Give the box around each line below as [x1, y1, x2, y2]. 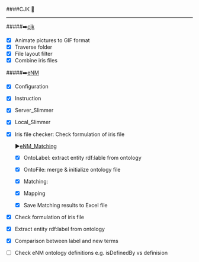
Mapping [23, 190, 46, 197]
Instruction [14, 95, 41, 102]
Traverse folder [14, 43, 53, 50]
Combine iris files [14, 57, 58, 64]
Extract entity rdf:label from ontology [14, 225, 105, 232]
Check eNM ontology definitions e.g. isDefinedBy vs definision [14, 250, 168, 257]
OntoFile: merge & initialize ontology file [23, 166, 121, 173]
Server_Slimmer [14, 107, 54, 114]
